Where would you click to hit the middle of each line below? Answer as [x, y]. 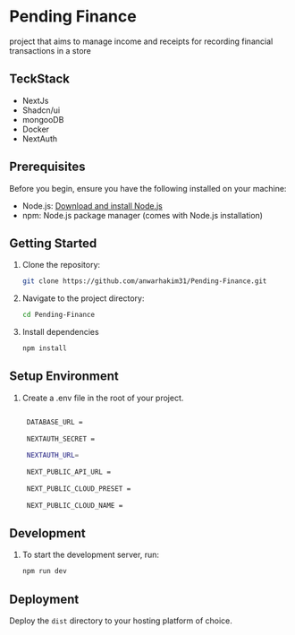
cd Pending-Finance [59, 315]
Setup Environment [64, 377]
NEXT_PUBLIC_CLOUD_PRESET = [79, 489]
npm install [44, 348]
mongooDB [43, 119]
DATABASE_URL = [55, 422]
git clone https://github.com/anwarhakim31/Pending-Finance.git [144, 281]
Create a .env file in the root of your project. [103, 398]
